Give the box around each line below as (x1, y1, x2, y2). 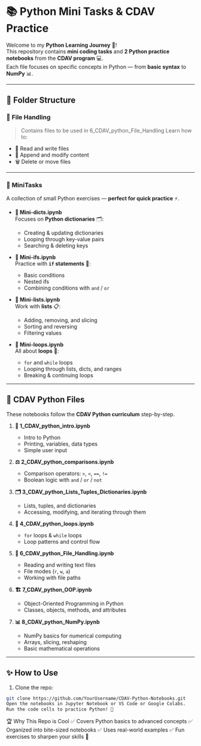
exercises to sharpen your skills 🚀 (6, 733, 89, 741)
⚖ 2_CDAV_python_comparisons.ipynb (14, 458, 114, 465)
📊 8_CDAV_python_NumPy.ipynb (14, 618, 100, 625)
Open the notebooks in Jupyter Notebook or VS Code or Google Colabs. (6, 701, 186, 707)
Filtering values (23, 329, 62, 336)
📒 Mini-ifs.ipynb (14, 253, 56, 261)
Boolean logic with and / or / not (23, 476, 102, 483)
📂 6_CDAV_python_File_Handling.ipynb (14, 549, 114, 557)
